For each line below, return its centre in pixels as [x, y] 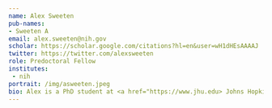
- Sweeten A [28, 31]
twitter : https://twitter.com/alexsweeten [81, 54]
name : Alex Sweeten [41, 16]
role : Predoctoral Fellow [52, 62]
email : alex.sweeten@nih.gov [57, 39]
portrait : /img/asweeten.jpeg [59, 84]
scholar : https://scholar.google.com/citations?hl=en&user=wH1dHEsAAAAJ [134, 46]
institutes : [28, 69]
